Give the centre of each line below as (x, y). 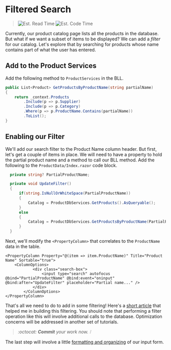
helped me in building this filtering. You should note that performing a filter (83, 311)
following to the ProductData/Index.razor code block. (61, 165)
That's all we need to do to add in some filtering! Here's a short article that (83, 306)
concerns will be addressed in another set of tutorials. (62, 322)
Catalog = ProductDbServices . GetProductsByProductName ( (88, 222)
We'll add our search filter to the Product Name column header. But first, (81, 149)
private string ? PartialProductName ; (50, 175)
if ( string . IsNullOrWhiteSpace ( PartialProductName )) (75, 193)
